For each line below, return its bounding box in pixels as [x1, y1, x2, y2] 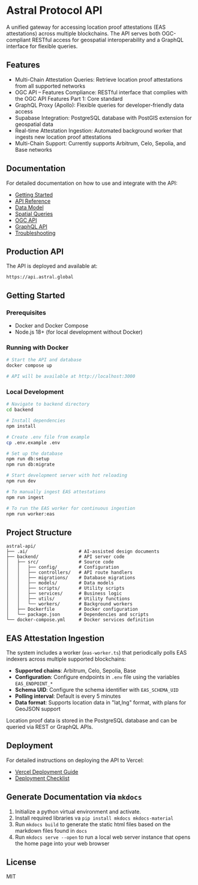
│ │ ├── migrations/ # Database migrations [6, 575, 136, 581]
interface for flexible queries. [6, 43, 78, 50]
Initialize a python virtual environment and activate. [14, 808, 142, 815]
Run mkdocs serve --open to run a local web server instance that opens [14, 833, 191, 841]
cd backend [6, 407, 34, 413]
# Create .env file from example [6, 434, 90, 440]
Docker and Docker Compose [14, 322, 89, 329]
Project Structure [6, 527, 72, 538]
